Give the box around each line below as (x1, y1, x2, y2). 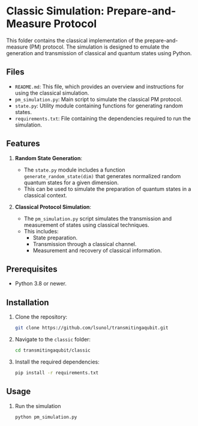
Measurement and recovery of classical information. (32, 247, 162, 254)
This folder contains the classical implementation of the (6, 37, 143, 44)
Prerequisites (6, 264, 58, 274)
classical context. (23, 191, 67, 199)
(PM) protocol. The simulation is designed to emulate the (29, 43, 170, 50)
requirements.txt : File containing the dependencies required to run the (14, 115, 191, 122)
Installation (6, 297, 49, 307)
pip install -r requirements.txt (14, 370, 99, 376)
